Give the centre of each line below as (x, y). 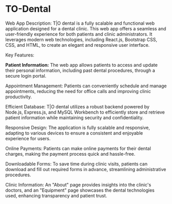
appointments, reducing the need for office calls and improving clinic (78, 91)
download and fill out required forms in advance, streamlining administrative (86, 169)
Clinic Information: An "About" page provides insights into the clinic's (78, 184)
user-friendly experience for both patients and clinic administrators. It (79, 34)
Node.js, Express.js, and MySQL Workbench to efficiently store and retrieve (85, 112)
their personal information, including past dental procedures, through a (80, 70)
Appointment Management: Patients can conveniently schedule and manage (86, 86)
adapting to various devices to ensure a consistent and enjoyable (74, 133)
